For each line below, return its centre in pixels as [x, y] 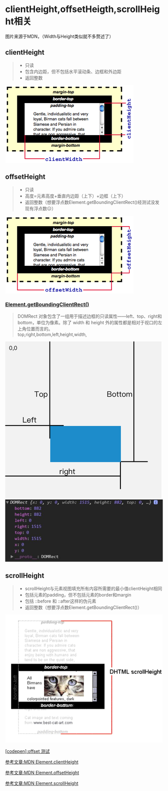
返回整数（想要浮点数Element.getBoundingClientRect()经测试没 [90, 202]
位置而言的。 [39, 329]
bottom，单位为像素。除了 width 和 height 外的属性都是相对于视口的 [87, 322]
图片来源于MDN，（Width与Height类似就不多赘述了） [59, 36]
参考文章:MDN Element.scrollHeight [42, 783]
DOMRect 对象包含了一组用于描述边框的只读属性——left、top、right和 [90, 316]
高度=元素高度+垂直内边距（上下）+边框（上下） [75, 196]
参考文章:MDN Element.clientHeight [42, 762]
